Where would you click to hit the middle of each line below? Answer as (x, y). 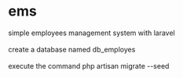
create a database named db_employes (72, 49)
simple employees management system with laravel (91, 33)
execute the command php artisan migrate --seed (89, 66)
